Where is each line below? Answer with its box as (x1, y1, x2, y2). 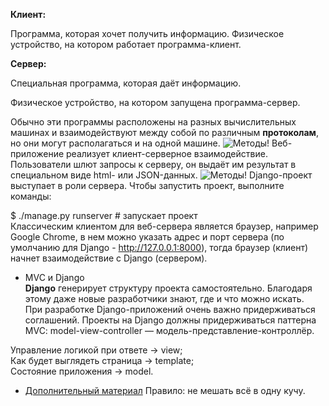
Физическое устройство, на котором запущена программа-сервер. (10, 97, 301, 108)
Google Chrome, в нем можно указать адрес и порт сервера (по (10, 231, 285, 243)
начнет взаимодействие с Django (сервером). (10, 252, 208, 264)
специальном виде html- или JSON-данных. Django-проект (10, 169, 313, 181)
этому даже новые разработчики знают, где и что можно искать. (24, 293, 305, 304)
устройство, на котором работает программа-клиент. (10, 39, 242, 50)
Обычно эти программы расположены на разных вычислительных (10, 116, 297, 128)
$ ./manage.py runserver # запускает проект (10, 210, 198, 221)
